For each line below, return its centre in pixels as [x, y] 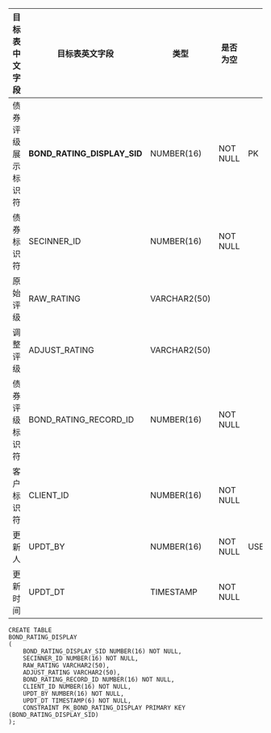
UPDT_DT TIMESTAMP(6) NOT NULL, [77, 701]
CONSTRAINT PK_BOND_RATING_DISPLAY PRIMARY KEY [104, 708]
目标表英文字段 [85, 54]
